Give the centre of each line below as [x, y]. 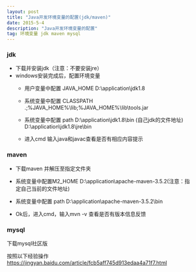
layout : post [23, 12]
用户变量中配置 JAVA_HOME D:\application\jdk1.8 [85, 88]
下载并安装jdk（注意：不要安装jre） [59, 68]
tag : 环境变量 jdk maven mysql [44, 34]
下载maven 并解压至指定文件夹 [53, 168]
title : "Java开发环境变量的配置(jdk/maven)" [59, 17]
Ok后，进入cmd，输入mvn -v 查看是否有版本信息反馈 [81, 214]
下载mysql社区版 [27, 243]
